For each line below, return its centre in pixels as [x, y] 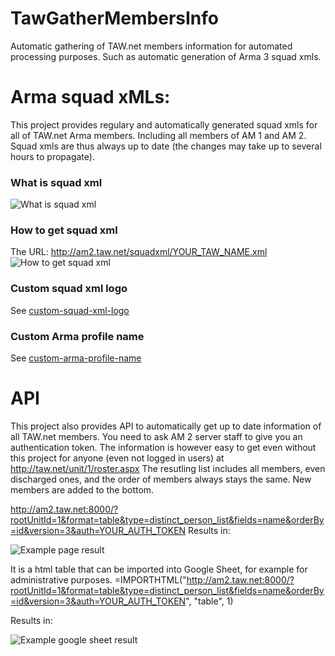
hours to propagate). [52, 156]
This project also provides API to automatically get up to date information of [166, 426]
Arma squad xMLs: [90, 97]
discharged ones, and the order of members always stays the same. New [161, 479]
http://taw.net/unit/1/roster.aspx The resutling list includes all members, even [168, 468]
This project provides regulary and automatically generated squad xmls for [164, 124]
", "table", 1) [209, 601]
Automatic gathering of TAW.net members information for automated [151, 46]
